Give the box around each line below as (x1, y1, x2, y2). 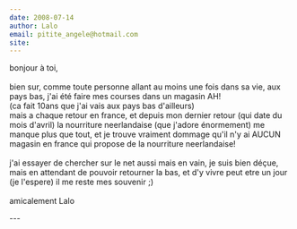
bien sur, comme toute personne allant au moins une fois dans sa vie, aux (9, 81, 281, 92)
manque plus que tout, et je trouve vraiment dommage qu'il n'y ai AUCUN (9, 129, 281, 140)
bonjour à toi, (9, 63, 58, 73)
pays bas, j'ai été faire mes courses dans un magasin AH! (9, 91, 222, 102)
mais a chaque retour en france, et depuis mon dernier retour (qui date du (9, 110, 283, 121)
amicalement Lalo (9, 196, 74, 207)
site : (9, 38, 30, 47)
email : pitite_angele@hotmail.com (9, 30, 139, 38)
